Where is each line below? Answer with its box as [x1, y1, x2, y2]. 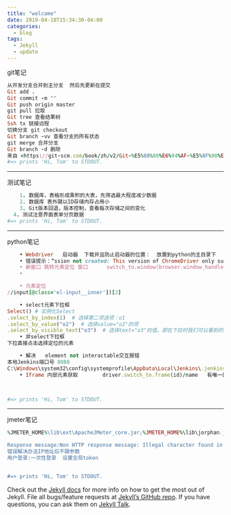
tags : [7, 36, 23, 43]
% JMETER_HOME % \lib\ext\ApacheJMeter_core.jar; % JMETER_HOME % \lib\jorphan [7, 429, 220, 437]
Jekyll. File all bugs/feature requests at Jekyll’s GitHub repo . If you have [7, 492, 210, 501]
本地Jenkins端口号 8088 [7, 358, 70, 365]
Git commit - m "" [7, 94, 57, 102]
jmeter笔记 [7, 415, 38, 424]
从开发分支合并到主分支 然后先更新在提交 [7, 82, 111, 89]
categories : [7, 23, 41, 30]
